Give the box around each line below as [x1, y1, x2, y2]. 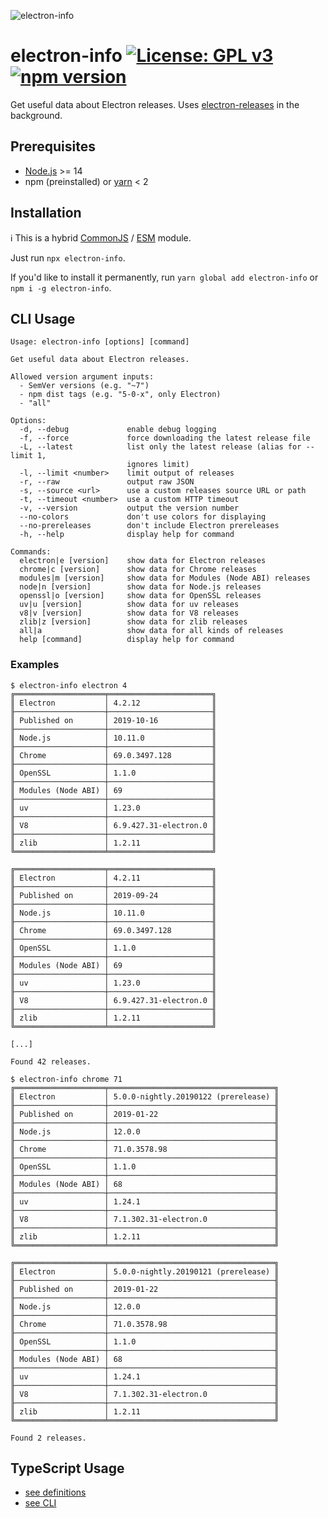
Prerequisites [10, 138, 96, 155]
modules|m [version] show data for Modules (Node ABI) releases [19, 573, 311, 584]
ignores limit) [126, 460, 190, 470]
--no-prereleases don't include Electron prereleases [19, 521, 280, 531]
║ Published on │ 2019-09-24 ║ [10, 890, 217, 900]
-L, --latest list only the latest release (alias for [19, 442, 302, 452]
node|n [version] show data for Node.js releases [19, 582, 262, 592]
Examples [10, 658, 60, 672]
